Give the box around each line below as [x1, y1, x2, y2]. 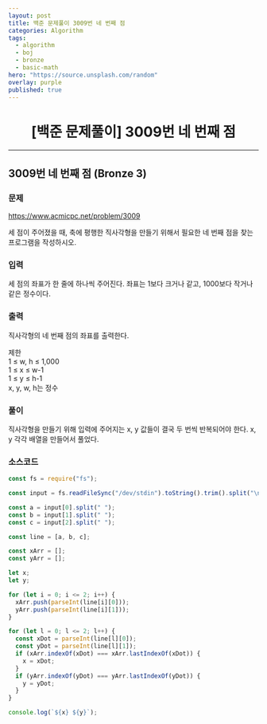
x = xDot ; [22, 657, 56, 665]
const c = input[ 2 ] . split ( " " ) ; [8, 518, 115, 526]
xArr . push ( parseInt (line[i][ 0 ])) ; [15, 598, 130, 606]
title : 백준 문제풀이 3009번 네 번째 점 [8, 19, 126, 27]
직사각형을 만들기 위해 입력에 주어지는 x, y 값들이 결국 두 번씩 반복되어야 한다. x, [8, 424, 257, 434]
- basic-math [15, 64, 59, 72]
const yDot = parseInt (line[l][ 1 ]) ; [15, 643, 137, 651]
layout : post [8, 11, 52, 20]
